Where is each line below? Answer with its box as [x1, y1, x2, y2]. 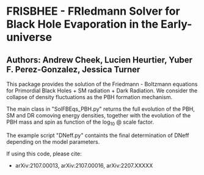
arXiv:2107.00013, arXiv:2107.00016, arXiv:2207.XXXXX [15, 162, 153, 169]
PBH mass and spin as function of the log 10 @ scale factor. [6, 118, 155, 127]
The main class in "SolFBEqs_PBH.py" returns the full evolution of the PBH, [6, 105, 195, 113]
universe [6, 31, 53, 44]
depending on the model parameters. [6, 138, 100, 145]
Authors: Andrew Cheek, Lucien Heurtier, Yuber [6, 54, 193, 65]
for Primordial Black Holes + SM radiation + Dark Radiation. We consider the [6, 87, 198, 94]
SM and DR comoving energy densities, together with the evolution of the [6, 112, 191, 119]
